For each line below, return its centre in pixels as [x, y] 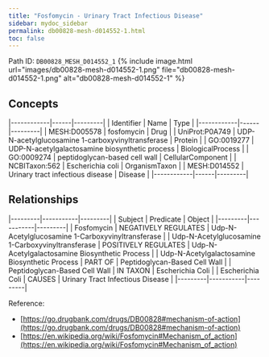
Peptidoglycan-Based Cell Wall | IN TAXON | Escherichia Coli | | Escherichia [134, 270]
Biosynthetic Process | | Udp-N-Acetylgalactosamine [168, 253]
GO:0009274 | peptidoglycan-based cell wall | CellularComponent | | [122, 157]
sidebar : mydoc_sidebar [48, 23]
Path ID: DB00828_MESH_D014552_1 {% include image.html [101, 61]
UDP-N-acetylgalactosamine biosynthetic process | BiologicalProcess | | [129, 149]
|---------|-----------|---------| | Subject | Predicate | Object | [111, 219]
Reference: [27, 303]
